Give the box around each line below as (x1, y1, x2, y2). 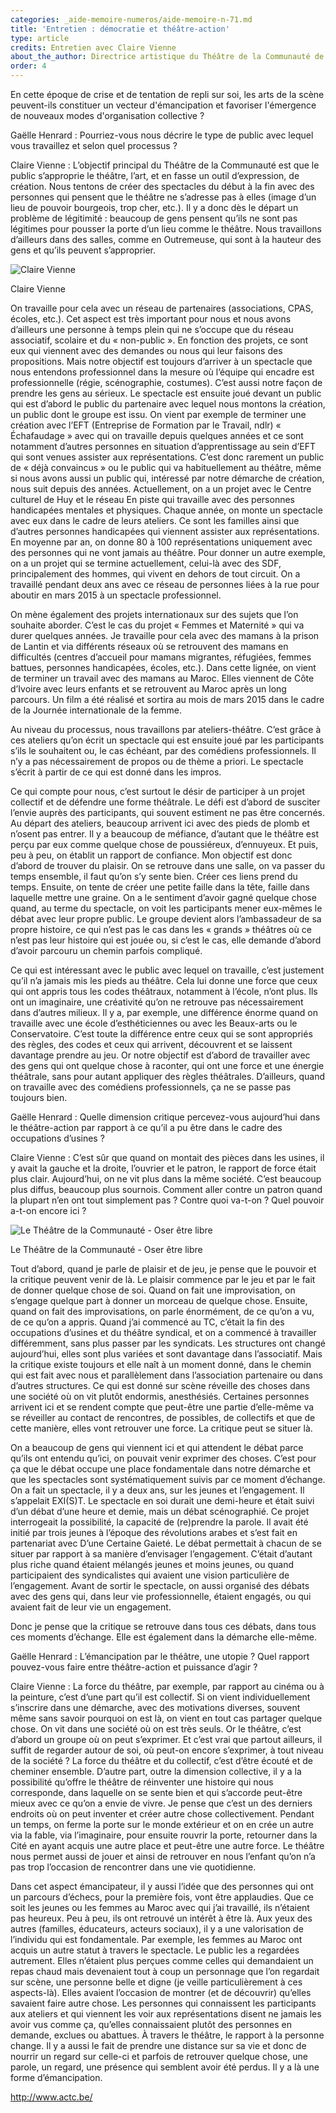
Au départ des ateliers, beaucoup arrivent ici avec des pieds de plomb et (10, 817, 310, 829)
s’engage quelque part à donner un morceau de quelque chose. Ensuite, (10, 1295, 308, 1306)
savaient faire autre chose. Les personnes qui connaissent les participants (10, 1997, 317, 2009)
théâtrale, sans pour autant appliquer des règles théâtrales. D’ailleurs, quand (10, 1071, 325, 1082)
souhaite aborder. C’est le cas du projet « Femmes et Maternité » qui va (10, 619, 305, 631)
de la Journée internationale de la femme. (10, 704, 182, 716)
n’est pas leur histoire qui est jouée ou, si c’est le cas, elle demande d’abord (10, 934, 322, 946)
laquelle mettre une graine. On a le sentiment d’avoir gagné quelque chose (10, 892, 317, 903)
